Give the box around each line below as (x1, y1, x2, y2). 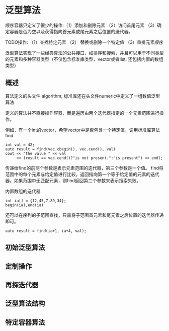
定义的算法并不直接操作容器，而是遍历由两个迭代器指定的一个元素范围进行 (5, 110, 159, 116)
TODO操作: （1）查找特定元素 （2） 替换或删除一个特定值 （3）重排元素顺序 (5, 39, 163, 45)
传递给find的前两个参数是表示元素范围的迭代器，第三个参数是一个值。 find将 (5, 164, 163, 171)
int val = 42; (5, 142, 35, 147)
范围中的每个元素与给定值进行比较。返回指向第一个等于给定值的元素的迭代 (5, 171, 159, 177)
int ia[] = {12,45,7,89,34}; (5, 198, 66, 203)
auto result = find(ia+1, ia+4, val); (5, 228, 87, 233)
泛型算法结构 (5, 299, 45, 308)
